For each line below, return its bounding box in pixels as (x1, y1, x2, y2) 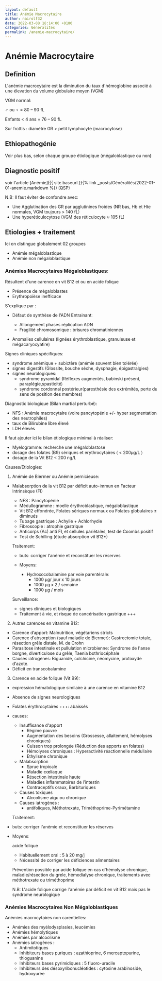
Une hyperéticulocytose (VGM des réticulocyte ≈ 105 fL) (12, 214, 125, 220)
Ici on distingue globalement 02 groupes (5, 241, 86, 247)
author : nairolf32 (5, 16, 42, 21)
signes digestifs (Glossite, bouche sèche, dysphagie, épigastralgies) (12, 365, 149, 371)
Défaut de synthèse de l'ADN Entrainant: (12, 312, 93, 318)
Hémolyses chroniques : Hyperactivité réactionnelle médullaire (26, 748, 152, 754)
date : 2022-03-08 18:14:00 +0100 (5, 20, 73, 26)
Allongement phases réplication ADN (19, 321, 93, 327)
